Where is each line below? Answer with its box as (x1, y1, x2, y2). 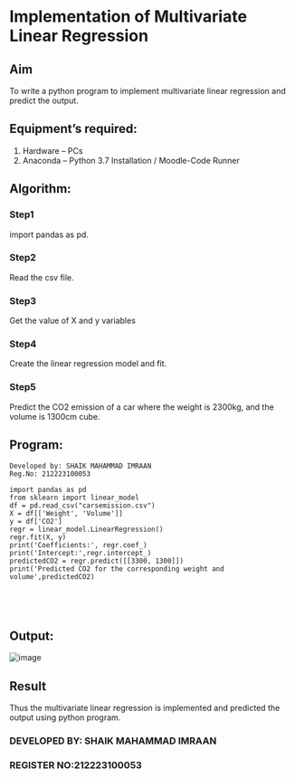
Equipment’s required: (9, 121, 138, 137)
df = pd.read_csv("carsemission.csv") (9, 500, 156, 510)
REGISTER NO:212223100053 (9, 758, 142, 771)
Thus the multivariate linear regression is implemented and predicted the (9, 703, 281, 714)
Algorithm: (9, 181, 71, 196)
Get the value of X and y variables (9, 315, 136, 327)
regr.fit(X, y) (9, 532, 67, 542)
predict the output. (9, 95, 79, 106)
